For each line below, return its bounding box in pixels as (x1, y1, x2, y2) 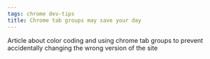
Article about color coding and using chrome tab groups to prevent (7, 36, 204, 44)
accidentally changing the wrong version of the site (7, 44, 158, 52)
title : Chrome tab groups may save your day (7, 17, 142, 24)
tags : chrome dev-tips (7, 10, 75, 18)
